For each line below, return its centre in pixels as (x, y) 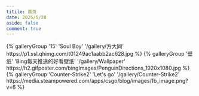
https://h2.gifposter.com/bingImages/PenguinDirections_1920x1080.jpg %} (98, 68)
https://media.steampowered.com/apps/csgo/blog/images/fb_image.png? (97, 81)
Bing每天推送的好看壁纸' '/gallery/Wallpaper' (71, 61)
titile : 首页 (22, 12)
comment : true (24, 28)
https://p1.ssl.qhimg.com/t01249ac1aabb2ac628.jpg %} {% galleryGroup (95, 54)
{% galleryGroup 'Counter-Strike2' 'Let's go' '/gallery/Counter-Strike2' (93, 74)
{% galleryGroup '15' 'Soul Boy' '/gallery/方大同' (65, 46)
